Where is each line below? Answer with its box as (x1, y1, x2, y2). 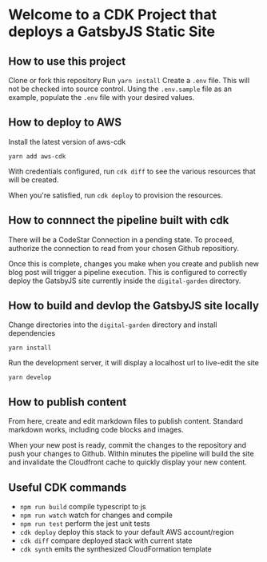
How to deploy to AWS (8, 116, 122, 130)
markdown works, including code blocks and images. (8, 425, 184, 435)
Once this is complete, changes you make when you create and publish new (8, 258, 260, 269)
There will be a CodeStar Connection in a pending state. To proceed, (8, 234, 234, 245)
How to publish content (8, 395, 127, 409)
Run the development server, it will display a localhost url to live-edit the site (8, 358, 260, 368)
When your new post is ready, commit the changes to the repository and (8, 440, 246, 450)
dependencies (8, 329, 56, 338)
